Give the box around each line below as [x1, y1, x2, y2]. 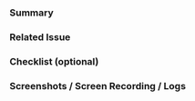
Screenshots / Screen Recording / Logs [9, 79, 187, 92]
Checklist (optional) [9, 55, 99, 67]
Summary [9, 6, 55, 19]
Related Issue [9, 30, 71, 43]
